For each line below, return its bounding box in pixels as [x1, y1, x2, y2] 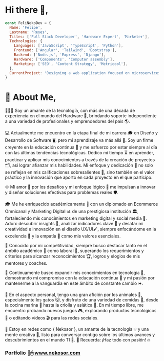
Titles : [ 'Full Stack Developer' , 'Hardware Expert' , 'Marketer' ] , [9, 34, 150, 39]
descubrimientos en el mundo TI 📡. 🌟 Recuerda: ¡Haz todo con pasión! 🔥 [5, 337, 151, 343]
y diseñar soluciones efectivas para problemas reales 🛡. [5, 190, 119, 195]
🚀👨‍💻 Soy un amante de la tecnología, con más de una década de [5, 107, 135, 114]
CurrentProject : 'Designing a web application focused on [9, 70, 130, 75]
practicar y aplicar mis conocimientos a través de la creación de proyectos [5, 157, 155, 163]
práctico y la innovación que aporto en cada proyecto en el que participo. [5, 174, 153, 180]
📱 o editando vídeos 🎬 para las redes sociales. [5, 315, 99, 321]
